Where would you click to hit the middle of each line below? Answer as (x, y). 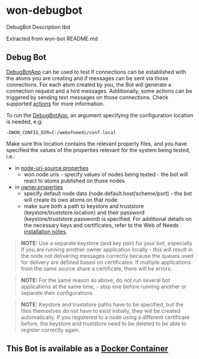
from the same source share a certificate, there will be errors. (96, 268)
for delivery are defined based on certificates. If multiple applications (106, 262)
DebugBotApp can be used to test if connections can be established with (96, 72)
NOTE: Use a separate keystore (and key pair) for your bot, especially (106, 243)
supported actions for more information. (55, 104)
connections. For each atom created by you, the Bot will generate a (89, 84)
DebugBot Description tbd (38, 27)
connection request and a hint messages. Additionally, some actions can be (99, 91)
